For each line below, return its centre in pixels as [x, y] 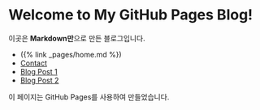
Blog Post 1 [39, 71]
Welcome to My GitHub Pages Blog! [131, 15]
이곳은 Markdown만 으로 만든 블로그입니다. [77, 38]
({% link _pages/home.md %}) [71, 54]
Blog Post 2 [39, 80]
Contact [33, 63]
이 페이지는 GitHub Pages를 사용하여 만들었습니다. [89, 97]
